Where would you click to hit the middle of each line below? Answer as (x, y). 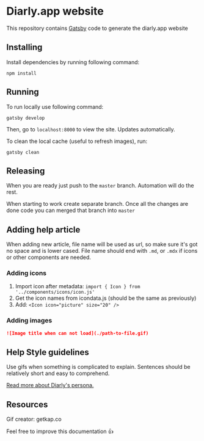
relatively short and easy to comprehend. (58, 373)
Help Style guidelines (48, 352)
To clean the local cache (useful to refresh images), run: (77, 141)
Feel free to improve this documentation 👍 (60, 431)
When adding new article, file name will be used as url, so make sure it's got (102, 244)
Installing (24, 47)
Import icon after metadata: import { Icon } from (78, 286)
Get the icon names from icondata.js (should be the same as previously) (106, 298)
